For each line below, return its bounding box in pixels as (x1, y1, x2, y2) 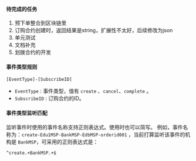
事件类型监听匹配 (6, 109, 48, 117)
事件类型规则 (6, 63, 37, 70)
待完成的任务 (6, 5, 37, 12)
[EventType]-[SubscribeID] (6, 77, 72, 83)
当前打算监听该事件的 (133, 131, 185, 138)
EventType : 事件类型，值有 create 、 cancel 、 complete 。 (14, 88, 152, 95)
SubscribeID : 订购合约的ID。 (14, 95, 85, 102)
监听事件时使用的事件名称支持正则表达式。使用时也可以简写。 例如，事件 (6, 124, 183, 131)
